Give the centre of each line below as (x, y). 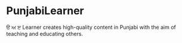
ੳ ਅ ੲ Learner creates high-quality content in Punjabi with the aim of (91, 27)
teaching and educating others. (45, 34)
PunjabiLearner (45, 11)
